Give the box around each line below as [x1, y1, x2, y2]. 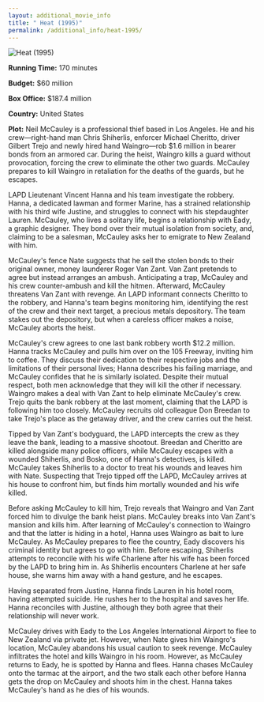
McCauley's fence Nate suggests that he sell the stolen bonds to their [8, 256, 235, 266]
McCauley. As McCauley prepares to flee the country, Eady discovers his [8, 537, 245, 546]
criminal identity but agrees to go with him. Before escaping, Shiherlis [8, 545, 234, 555]
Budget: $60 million [8, 78, 73, 88]
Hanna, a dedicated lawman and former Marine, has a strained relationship [8, 198, 251, 208]
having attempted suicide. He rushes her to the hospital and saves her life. [8, 594, 250, 604]
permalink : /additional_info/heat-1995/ [8, 26, 143, 34]
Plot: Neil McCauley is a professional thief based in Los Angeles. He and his [8, 124, 255, 134]
